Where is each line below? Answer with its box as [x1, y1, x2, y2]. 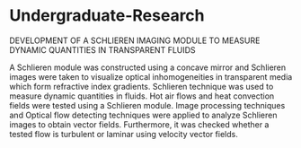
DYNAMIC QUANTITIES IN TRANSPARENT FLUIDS [9, 44, 196, 55]
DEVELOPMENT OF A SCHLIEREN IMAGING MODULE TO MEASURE [9, 35, 261, 46]
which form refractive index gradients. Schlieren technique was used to [9, 81, 274, 91]
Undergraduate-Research [9, 5, 205, 26]
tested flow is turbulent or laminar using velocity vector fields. [9, 128, 238, 139]
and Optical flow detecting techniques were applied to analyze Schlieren [9, 109, 278, 120]
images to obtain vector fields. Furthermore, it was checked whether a [9, 118, 270, 130]
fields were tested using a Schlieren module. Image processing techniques [9, 100, 286, 110]
